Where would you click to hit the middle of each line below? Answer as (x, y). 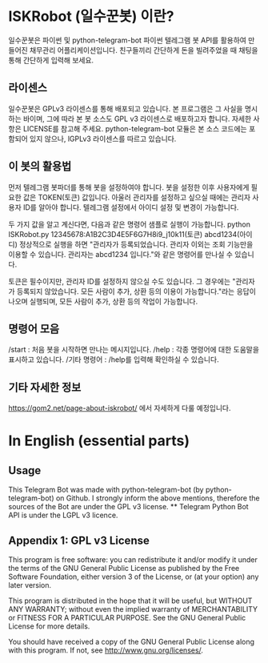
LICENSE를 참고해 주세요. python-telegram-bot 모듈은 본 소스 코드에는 (135, 128)
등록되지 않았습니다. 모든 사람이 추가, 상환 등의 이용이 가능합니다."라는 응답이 (136, 291)
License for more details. (49, 626)
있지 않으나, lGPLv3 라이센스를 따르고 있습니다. (103, 139)
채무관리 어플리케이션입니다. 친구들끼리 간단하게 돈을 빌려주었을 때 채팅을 (144, 50)
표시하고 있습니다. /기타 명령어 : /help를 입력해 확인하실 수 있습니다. (114, 360)
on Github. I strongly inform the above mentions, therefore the (158, 498)
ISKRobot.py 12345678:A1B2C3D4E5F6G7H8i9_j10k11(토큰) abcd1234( (124, 234)
